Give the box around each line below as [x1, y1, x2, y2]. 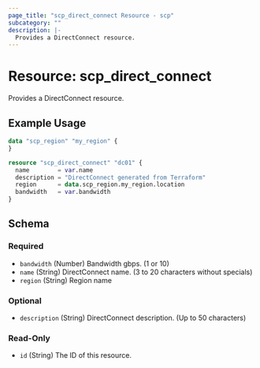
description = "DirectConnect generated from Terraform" [15, 173, 206, 181]
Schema [8, 217, 50, 231]
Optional [8, 295, 42, 306]
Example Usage [8, 116, 87, 130]
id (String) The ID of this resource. [19, 351, 132, 360]
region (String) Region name [19, 275, 113, 284]
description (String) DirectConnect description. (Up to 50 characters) [19, 313, 247, 322]
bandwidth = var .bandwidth [15, 188, 111, 196]
